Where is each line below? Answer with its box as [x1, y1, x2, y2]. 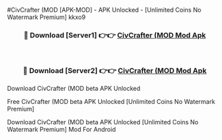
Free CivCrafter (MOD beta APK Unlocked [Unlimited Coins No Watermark [7, 97, 215, 105]
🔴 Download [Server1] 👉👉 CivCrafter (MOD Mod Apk [23, 30, 206, 40]
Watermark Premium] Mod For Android [7, 125, 116, 133]
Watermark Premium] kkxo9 [7, 13, 86, 21]
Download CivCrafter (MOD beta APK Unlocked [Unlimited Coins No [7, 117, 199, 126]
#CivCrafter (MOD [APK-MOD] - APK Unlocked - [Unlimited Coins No [7, 6, 202, 14]
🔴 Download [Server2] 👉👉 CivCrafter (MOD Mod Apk [23, 66, 207, 76]
